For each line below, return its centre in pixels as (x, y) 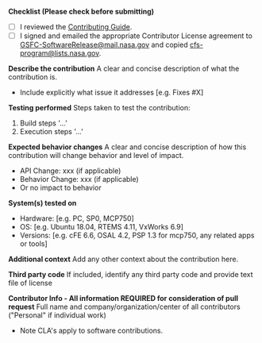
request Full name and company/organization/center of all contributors (124, 307)
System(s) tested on (42, 203)
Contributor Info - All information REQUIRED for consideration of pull (123, 299)
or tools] (33, 244)
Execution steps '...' (51, 132)
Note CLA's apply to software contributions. (91, 331)
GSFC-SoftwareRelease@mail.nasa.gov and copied (104, 45)
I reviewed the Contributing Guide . (76, 27)
